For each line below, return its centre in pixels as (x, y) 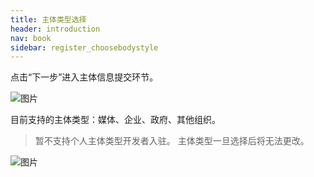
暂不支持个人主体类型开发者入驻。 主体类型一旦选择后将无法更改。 (172, 141)
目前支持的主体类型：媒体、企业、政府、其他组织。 (115, 120)
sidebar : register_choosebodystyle (84, 47)
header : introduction (55, 29)
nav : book (31, 38)
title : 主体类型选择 (48, 19)
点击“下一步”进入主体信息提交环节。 (84, 77)
